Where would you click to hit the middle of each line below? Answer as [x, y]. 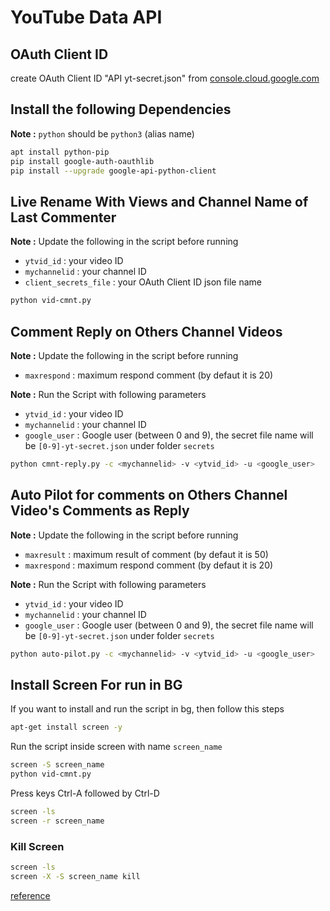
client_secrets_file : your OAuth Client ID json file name [143, 282]
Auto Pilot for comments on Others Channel [149, 495]
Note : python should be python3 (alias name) [102, 133]
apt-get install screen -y [66, 727]
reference [30, 895]
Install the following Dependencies [121, 109]
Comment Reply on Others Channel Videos [146, 331]
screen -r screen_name [57, 821]
